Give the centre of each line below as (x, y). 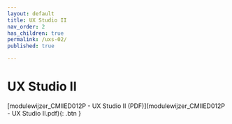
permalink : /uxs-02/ (37, 40)
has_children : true (36, 33)
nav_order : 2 (26, 26)
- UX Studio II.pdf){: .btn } (44, 113)
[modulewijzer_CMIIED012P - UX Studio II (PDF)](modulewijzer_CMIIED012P (116, 106)
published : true (31, 46)
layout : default (31, 14)
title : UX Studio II (37, 20)
